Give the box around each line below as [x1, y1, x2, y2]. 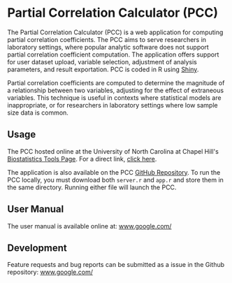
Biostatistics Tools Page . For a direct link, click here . [7, 154, 157, 163]
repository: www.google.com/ [7, 268, 93, 277]
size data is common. [7, 108, 68, 117]
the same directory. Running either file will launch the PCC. [7, 183, 177, 191]
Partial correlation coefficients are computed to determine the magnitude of [7, 78, 225, 87]
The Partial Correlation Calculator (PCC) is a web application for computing [7, 28, 224, 36]
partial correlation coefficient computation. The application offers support [7, 50, 219, 59]
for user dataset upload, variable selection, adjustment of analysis [7, 57, 197, 66]
